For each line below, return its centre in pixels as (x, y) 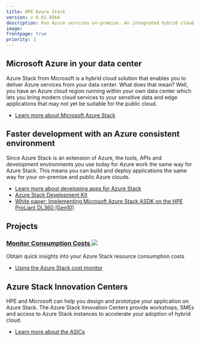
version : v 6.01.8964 (33, 17)
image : (14, 28)
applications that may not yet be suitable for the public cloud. (82, 103)
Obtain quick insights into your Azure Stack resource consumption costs (95, 256)
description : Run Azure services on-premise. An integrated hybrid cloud (100, 23)
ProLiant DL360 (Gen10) (45, 208)
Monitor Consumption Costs (49, 243)
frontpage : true (26, 34)
